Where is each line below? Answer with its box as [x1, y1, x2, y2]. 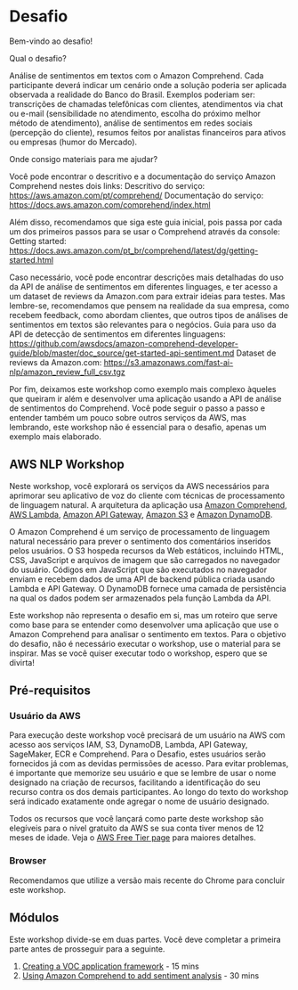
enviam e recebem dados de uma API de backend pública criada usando [9, 573, 276, 585]
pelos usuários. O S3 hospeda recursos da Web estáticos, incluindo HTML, [9, 545, 285, 556]
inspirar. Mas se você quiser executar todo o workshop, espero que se [9, 648, 268, 659]
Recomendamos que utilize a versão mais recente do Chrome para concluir [9, 875, 286, 886]
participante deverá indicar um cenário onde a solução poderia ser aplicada [9, 79, 287, 90]
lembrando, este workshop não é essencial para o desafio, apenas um [9, 421, 267, 432]
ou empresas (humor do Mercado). [9, 136, 138, 147]
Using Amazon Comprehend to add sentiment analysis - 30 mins [21, 970, 260, 981]
